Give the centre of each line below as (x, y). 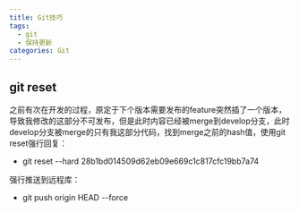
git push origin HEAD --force (75, 197)
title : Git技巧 (36, 17)
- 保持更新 (35, 42)
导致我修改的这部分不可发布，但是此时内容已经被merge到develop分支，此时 (149, 121)
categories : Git (39, 51)
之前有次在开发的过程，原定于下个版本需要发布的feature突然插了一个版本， (148, 109)
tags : (19, 26)
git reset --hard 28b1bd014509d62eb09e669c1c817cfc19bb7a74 (141, 161)
